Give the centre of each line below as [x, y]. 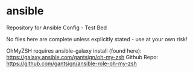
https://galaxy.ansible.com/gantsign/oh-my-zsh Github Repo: [82, 57]
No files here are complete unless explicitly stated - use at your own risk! [97, 39]
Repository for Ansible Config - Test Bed [57, 28]
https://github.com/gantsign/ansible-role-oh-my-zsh [72, 63]
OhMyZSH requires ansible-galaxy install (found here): [74, 51]
